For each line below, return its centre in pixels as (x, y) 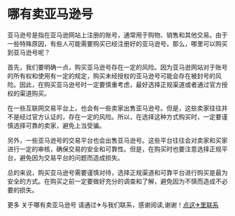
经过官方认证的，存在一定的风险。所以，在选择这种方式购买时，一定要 (120, 116)
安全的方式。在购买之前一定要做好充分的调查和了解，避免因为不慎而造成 (111, 181)
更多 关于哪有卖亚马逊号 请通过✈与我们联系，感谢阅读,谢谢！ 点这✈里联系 (113, 205)
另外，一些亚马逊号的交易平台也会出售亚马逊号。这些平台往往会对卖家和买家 (117, 140)
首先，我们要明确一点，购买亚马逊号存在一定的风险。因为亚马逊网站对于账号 (117, 67)
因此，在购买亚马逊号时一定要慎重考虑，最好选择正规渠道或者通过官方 (120, 84)
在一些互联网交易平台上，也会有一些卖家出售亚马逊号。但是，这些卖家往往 (114, 108)
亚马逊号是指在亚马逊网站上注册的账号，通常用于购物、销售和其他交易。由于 (117, 35)
